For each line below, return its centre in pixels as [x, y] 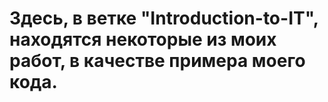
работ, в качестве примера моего [157, 61]
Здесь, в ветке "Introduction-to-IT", [164, 18]
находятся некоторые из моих [143, 39]
